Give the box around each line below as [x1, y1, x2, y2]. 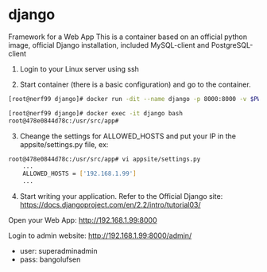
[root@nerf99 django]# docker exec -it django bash [8, 109, 183, 117]
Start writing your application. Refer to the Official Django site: [19, 192, 223, 201]
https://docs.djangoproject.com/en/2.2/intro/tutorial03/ [19, 200, 201, 210]
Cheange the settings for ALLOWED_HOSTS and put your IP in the [19, 131, 237, 141]
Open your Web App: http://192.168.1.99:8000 [8, 216, 157, 225]
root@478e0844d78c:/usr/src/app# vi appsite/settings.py [8, 155, 201, 163]
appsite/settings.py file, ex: [19, 139, 109, 149]
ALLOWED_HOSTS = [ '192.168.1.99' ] [22, 169, 137, 178]
